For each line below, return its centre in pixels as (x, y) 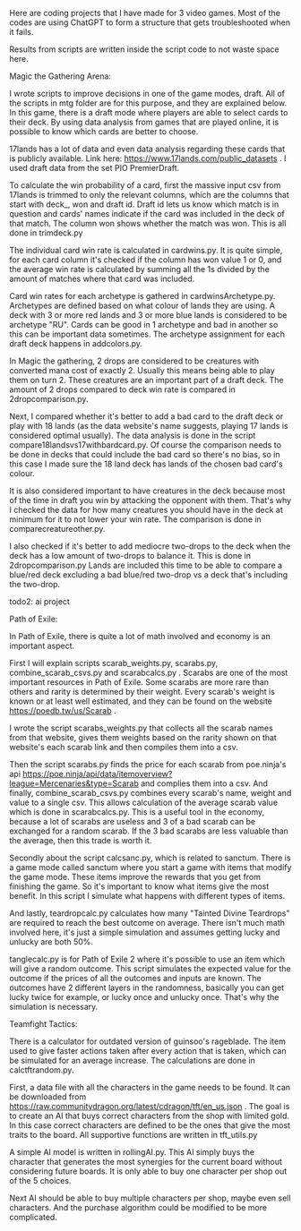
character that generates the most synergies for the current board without (146, 1162)
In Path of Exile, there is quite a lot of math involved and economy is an (140, 636)
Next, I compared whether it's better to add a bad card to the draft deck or (146, 416)
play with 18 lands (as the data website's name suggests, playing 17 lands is (149, 426)
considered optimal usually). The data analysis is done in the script (133, 435)
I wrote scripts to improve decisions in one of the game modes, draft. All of (147, 94)
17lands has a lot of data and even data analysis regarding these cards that (147, 149)
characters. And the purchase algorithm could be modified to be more (138, 1207)
